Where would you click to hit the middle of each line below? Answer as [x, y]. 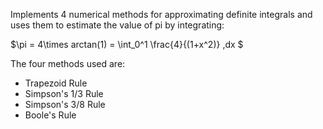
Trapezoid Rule [56, 83]
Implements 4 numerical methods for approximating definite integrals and [161, 14]
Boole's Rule [50, 115]
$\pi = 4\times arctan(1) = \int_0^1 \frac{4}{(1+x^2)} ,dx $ [127, 44]
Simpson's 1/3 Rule [64, 93]
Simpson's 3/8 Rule [65, 104]
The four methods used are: [68, 63]
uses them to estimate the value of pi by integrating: [117, 25]
